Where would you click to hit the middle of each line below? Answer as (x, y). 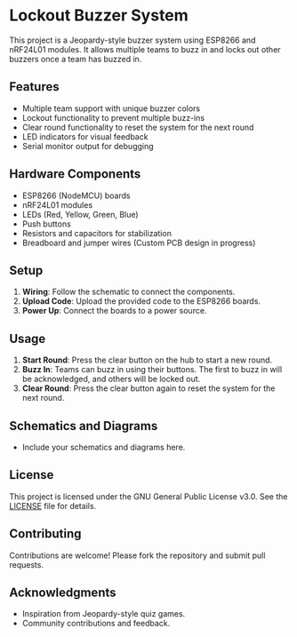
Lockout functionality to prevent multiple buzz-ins (113, 117)
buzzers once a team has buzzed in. (76, 59)
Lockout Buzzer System (99, 16)
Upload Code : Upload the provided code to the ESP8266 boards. (141, 301)
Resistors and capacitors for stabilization (96, 233)
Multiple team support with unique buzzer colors (111, 108)
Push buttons (46, 224)
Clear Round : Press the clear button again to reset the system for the (148, 388)
